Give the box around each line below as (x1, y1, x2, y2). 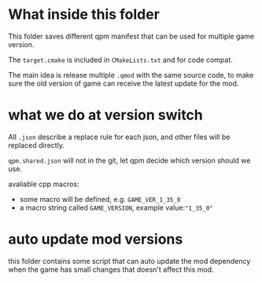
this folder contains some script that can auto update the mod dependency (8, 256, 251, 266)
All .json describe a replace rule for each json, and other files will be (8, 132, 231, 141)
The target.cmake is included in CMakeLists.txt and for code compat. (8, 55, 234, 64)
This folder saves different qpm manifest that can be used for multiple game (8, 31, 255, 41)
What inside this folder (8, 5, 160, 24)
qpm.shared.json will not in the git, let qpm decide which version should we (8, 156, 251, 165)
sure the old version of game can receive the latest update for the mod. (8, 79, 239, 88)
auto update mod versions (8, 230, 183, 248)
